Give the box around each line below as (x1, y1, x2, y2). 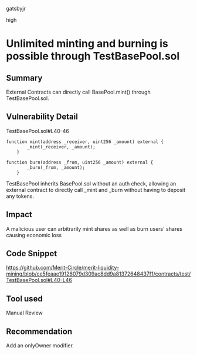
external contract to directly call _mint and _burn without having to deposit (6, 186, 186, 193)
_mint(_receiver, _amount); (27, 144, 96, 150)
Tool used (6, 294, 43, 304)
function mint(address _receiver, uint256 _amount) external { (6, 138, 164, 145)
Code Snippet (6, 248, 57, 258)
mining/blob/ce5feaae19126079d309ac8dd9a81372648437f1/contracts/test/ (6, 270, 191, 277)
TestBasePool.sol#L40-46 (6, 127, 69, 134)
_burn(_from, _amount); (27, 164, 85, 170)
